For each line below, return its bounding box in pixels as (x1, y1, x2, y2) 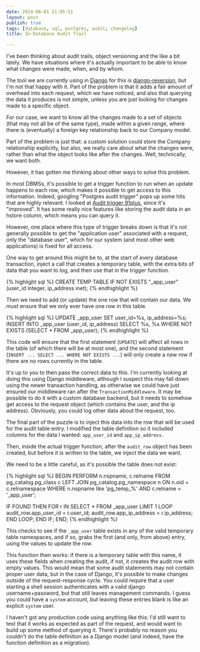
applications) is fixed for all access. (6, 242, 93, 250)
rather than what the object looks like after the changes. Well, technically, (6, 150, 187, 158)
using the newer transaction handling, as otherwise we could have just (6, 382, 180, 389)
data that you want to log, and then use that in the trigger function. (6, 267, 170, 274)
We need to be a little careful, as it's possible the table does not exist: (6, 461, 177, 468)
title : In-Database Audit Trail (6, 31, 87, 37)
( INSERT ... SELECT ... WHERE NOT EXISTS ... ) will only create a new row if (6, 351, 193, 358)
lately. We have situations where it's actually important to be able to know (6, 59, 187, 66)
